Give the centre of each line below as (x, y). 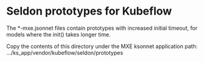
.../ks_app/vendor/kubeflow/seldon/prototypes (65, 52)
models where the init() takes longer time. (58, 34)
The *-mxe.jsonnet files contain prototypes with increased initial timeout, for (102, 28)
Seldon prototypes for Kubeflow (89, 11)
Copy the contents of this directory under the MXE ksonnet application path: (102, 46)
